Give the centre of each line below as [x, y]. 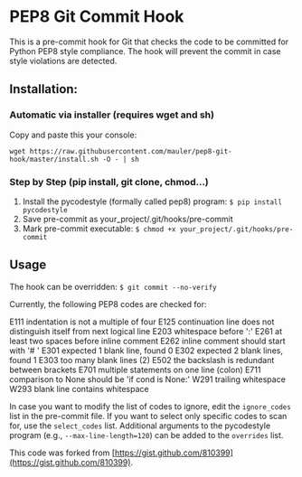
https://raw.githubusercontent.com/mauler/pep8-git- [131, 151]
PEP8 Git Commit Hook [97, 17]
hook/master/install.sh [54, 159]
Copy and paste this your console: [73, 135]
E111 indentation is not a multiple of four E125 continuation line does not [142, 322]
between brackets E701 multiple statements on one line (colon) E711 [135, 369]
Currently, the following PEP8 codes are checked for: [108, 304]
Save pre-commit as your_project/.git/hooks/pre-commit [127, 219]
